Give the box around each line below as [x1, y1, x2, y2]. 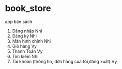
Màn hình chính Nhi [12, 38, 51, 44]
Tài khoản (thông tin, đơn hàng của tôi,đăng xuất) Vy [12, 58, 117, 64]
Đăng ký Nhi [12, 33, 37, 39]
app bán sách [5, 19, 32, 24]
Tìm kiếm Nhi [12, 53, 39, 59]
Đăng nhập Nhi [12, 28, 42, 34]
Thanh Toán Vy [12, 48, 43, 54]
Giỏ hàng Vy [12, 43, 37, 49]
